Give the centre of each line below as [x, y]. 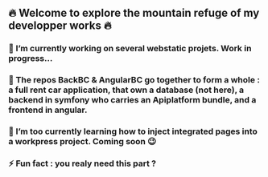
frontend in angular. [48, 110]
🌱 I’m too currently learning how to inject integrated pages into [133, 131]
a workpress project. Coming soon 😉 [82, 142]
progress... [31, 58]
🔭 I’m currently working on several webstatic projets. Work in [130, 49]
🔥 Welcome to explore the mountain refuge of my [134, 13]
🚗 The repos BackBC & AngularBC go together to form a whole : [134, 80]
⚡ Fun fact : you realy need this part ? [82, 163]
